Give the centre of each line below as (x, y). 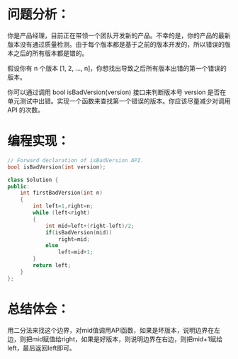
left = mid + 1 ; (75, 252)
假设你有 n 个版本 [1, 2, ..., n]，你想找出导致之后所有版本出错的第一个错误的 (117, 68)
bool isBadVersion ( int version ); (57, 167)
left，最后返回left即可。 (41, 348)
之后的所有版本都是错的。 (51, 53)
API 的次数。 (26, 110)
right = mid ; (74, 239)
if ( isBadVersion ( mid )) (79, 232)
